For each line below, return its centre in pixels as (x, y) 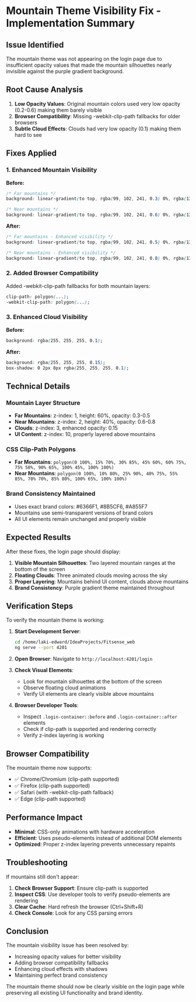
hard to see (28, 135)
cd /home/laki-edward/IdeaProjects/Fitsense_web (75, 642)
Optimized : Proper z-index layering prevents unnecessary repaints (95, 844)
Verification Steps (40, 606)
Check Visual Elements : (44, 670)
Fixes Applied (32, 153)
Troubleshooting (37, 862)
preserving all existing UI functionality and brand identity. (75, 993)
